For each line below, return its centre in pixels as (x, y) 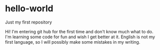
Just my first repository (29, 22)
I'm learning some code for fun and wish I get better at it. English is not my (80, 37)
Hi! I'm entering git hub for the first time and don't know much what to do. (79, 31)
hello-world (29, 9)
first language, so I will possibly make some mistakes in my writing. (73, 42)
